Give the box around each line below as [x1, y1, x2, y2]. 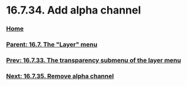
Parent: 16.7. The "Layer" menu [6, 41, 98, 49]
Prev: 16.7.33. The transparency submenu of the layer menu [6, 56, 182, 64]
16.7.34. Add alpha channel [6, 4, 141, 17]
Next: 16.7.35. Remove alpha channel [6, 72, 114, 80]
